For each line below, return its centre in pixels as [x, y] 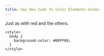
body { [16, 36]
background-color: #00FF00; [42, 41]
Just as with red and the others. [37, 23]
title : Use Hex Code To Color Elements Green [52, 9]
